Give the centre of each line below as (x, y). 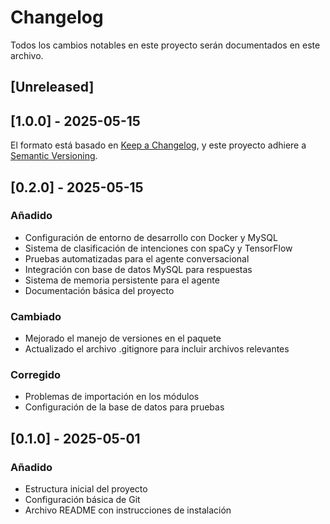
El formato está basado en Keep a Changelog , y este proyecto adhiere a (158, 145)
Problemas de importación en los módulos (112, 397)
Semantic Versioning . (54, 156)
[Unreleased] (52, 87)
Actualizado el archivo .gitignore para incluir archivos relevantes (157, 349)
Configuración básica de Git (82, 500)
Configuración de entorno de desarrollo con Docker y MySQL (151, 237)
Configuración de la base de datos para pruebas (124, 407)
